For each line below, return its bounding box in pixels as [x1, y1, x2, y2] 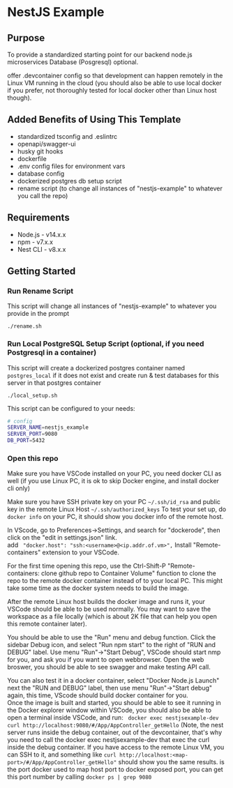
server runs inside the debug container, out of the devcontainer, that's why [7, 728, 223, 736]
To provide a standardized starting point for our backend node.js [7, 50, 193, 59]
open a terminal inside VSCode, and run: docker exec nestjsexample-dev [7, 713, 219, 722]
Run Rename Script [7, 286, 74, 296]
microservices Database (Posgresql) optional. [7, 58, 139, 66]
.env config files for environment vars [17, 162, 126, 170]
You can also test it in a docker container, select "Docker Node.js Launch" [7, 676, 220, 685]
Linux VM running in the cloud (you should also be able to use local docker [7, 79, 222, 87]
